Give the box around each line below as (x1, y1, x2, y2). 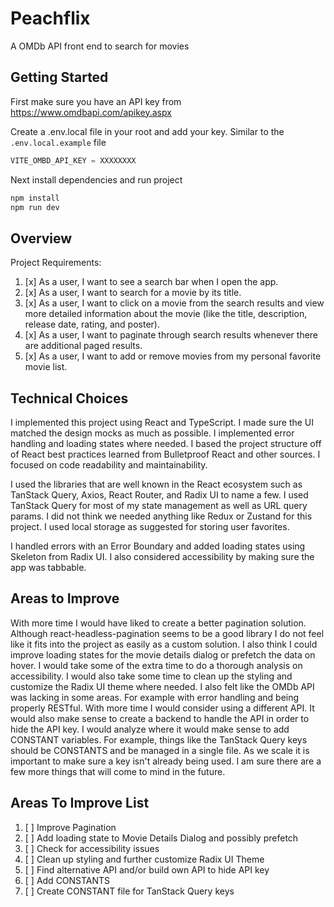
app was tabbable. (10, 562, 87, 573)
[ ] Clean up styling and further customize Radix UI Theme (24, 853, 265, 865)
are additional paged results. (24, 340, 143, 352)
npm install (10, 193, 60, 203)
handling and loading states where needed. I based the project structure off (10, 438, 322, 449)
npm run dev (10, 202, 60, 212)
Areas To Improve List (10, 795, 150, 812)
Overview (10, 230, 73, 247)
